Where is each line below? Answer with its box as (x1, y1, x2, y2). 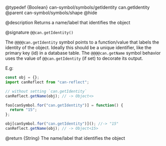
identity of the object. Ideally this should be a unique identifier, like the (5, 45, 152, 50)
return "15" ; (10, 107, 37, 113)
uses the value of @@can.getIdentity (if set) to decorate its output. (5, 55, 143, 61)
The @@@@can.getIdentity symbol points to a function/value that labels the (5, 39, 159, 45)
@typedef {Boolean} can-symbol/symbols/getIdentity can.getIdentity (5, 5, 150, 10)
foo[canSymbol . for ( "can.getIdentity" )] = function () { (5, 102, 123, 108)
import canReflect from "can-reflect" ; (5, 80, 90, 85)
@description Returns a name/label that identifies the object (5, 20, 131, 25)
